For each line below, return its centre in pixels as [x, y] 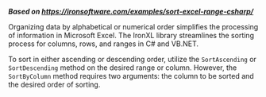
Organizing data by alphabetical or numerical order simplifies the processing [133, 27]
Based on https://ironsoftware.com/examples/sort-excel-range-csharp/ [131, 12]
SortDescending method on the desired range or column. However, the [123, 68]
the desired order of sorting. [54, 84]
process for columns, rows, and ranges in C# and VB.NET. [104, 44]
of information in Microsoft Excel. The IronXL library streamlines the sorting [131, 35]
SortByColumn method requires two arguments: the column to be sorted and [131, 76]
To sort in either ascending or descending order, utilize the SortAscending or [132, 59]
